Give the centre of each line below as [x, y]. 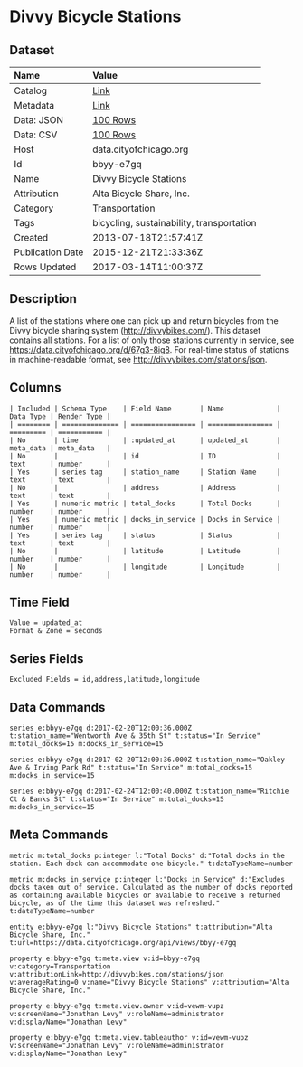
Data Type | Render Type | [60, 416]
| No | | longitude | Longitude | [145, 567]
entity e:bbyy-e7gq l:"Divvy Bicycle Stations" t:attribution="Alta [141, 927]
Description [43, 299]
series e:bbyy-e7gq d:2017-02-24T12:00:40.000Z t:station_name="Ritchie [149, 792]
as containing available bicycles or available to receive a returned [145, 895]
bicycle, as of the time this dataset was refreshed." [115, 903]
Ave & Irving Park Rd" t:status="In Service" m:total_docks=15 [131, 768]
